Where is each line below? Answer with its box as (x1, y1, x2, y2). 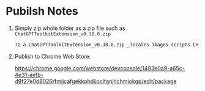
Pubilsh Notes (6, 4, 78, 18)
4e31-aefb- (14, 71, 44, 78)
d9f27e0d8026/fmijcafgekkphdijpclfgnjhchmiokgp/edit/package (14, 78, 177, 85)
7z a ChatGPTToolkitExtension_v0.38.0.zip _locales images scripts (14, 42, 190, 48)
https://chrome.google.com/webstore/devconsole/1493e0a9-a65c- (14, 64, 185, 71)
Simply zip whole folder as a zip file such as (14, 24, 125, 32)
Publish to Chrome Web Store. (14, 53, 91, 60)
